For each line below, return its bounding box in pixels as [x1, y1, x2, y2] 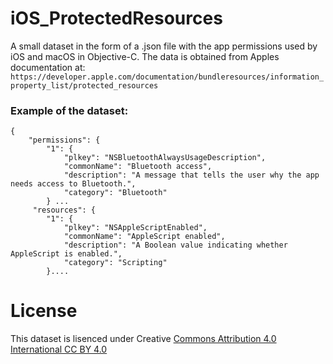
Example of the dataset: [10, 103, 129, 117]
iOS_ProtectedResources [10, 7, 223, 30]
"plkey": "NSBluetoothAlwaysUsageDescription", [63, 153, 267, 163]
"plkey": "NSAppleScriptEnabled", [63, 223, 208, 233]
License [10, 300, 78, 322]
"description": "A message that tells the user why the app [63, 170, 320, 181]
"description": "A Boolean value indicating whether [63, 240, 288, 251]
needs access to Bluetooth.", [10, 179, 137, 189]
